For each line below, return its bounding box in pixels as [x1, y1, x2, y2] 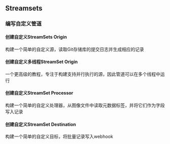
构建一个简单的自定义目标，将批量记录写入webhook [5, 133, 113, 139]
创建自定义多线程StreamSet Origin [5, 59, 78, 65]
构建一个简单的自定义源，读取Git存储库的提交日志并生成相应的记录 [5, 46, 144, 52]
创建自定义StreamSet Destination [5, 121, 76, 127]
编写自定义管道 [5, 20, 42, 27]
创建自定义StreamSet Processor [5, 90, 73, 96]
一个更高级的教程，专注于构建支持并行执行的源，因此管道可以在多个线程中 [5, 71, 160, 77]
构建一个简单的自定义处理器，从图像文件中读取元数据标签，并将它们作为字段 [5, 102, 165, 108]
